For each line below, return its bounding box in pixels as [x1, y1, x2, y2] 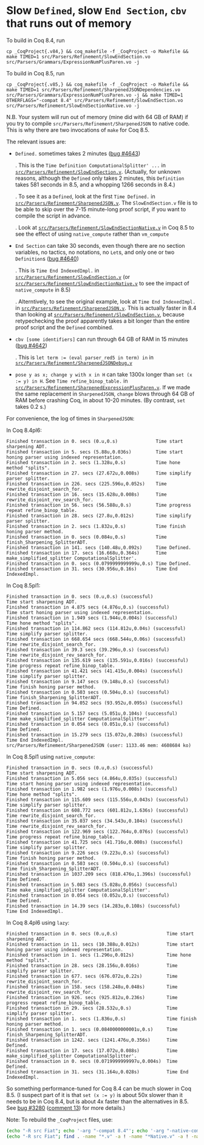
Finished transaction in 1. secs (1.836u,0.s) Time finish [6, 1016, 197, 1022]
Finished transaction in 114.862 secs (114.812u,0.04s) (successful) [6, 625, 186, 632]
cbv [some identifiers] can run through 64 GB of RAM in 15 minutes [15, 335, 188, 343]
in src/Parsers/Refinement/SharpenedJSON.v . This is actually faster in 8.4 [15, 304, 197, 312]
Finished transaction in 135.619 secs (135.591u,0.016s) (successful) [6, 657, 189, 663]
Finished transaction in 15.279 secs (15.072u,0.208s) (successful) [6, 731, 183, 738]
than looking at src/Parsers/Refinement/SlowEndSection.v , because [15, 310, 185, 318]
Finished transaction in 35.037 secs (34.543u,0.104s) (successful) [6, 818, 183, 824]
